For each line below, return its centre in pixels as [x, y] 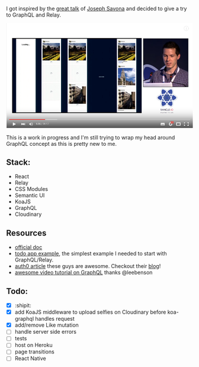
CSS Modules [31, 189]
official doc [28, 247]
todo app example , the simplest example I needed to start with [91, 254]
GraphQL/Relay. [34, 260]
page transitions [34, 352]
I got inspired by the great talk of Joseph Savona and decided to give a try [97, 9]
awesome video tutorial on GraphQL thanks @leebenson [84, 273]
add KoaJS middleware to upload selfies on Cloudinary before [90, 312]
